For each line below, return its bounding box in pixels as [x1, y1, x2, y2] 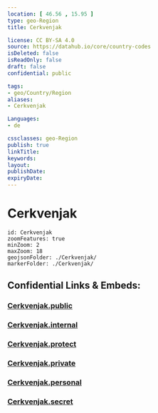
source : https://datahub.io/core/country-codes [7, 44, 152, 51]
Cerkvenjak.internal [7, 320, 78, 330]
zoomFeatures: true [7, 235, 65, 243]
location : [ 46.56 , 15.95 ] [7, 10, 94, 18]
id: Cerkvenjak [7, 229, 53, 236]
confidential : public [7, 69, 72, 77]
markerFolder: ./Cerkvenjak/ [7, 260, 94, 267]
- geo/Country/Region [7, 89, 72, 96]
